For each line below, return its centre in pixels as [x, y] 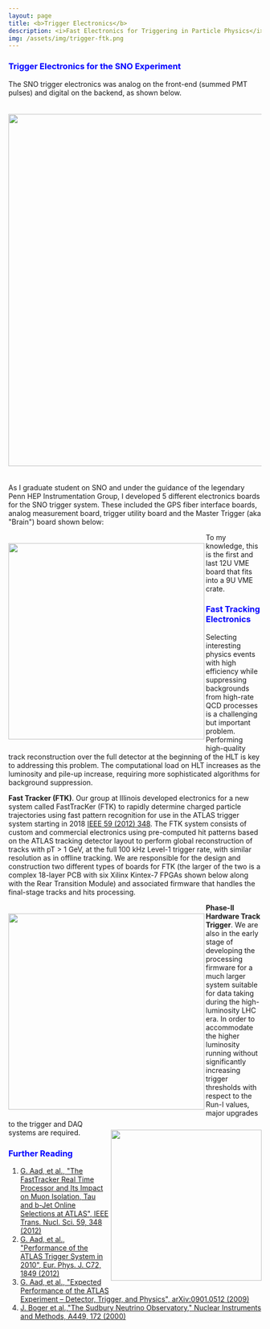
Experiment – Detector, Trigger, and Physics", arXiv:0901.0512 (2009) [135, 1299]
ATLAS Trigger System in [61, 1257]
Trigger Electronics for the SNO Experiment [95, 67]
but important [228, 722]
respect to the [229, 1096]
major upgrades [232, 1112]
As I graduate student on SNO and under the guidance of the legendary [127, 487]
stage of [220, 942]
